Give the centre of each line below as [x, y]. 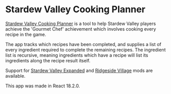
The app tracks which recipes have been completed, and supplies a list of [83, 44]
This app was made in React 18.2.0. [43, 86]
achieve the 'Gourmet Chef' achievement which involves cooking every [81, 29]
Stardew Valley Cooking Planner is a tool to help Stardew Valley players [81, 24]
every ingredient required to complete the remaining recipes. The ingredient [85, 50]
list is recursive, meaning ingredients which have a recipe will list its [77, 55]
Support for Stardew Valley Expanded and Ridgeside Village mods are [79, 70]
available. [15, 76]
